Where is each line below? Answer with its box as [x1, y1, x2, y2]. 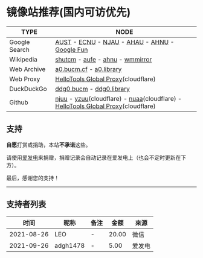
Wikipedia [9, 55, 38, 63]
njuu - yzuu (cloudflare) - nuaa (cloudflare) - [55, 94, 182, 102]
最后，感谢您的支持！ [6, 174, 59, 181]
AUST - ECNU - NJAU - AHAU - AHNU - [55, 37, 175, 46]
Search [9, 45, 30, 54]
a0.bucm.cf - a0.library [55, 64, 122, 73]
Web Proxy [9, 75, 40, 83]
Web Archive [9, 64, 46, 73]
